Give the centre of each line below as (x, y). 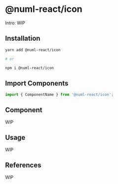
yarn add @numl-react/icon (33, 50)
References (23, 165)
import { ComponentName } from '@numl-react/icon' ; (59, 95)
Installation (23, 38)
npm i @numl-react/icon (30, 68)
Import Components (37, 83)
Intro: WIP (15, 23)
